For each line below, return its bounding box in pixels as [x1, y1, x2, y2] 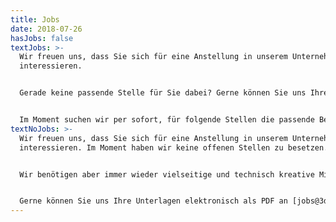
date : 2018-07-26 [10, 24, 83, 34]
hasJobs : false [10, 33, 74, 43]
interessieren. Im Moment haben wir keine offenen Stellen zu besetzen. [19, 142, 329, 153]
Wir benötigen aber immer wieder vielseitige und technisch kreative [19, 169, 315, 180]
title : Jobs [10, 14, 60, 25]
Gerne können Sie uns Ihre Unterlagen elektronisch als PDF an [19, 196, 288, 206]
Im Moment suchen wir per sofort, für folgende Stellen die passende [19, 115, 315, 125]
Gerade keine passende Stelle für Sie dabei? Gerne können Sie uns [19, 88, 307, 98]
